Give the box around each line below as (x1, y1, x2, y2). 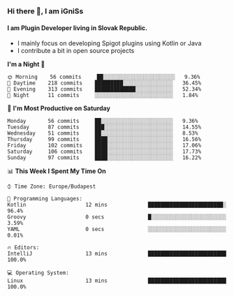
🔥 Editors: (7, 244, 40, 251)
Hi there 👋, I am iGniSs (7, 6, 84, 16)
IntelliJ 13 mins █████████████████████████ (7, 251, 227, 258)
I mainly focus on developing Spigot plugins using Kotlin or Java (17, 39, 202, 47)
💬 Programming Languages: (7, 195, 82, 202)
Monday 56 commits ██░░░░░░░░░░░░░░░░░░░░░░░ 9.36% (7, 118, 198, 125)
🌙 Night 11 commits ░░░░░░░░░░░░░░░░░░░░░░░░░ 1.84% (7, 92, 198, 99)
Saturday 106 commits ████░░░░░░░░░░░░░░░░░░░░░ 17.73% (7, 148, 201, 156)
